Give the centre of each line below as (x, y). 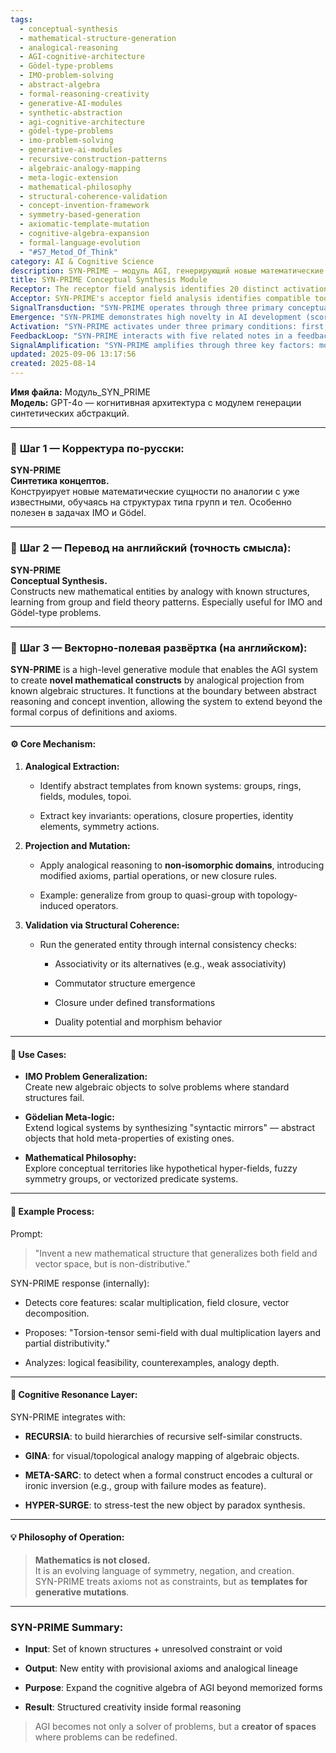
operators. (97, 906)
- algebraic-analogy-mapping (80, 168)
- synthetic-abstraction (71, 112)
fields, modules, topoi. (85, 797)
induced (56, 906)
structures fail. (54, 1098)
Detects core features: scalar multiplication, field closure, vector (157, 1302)
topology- (277, 895)
